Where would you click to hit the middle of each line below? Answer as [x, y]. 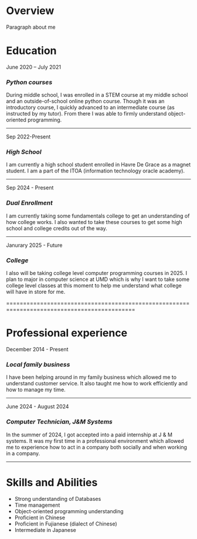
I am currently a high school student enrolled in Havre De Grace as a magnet [98, 165]
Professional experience [67, 333]
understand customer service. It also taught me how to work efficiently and [97, 384]
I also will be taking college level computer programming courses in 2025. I [97, 273]
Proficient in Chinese [40, 517]
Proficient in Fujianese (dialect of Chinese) [66, 524]
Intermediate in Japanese [45, 530]
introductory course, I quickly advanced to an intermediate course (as [90, 107]
